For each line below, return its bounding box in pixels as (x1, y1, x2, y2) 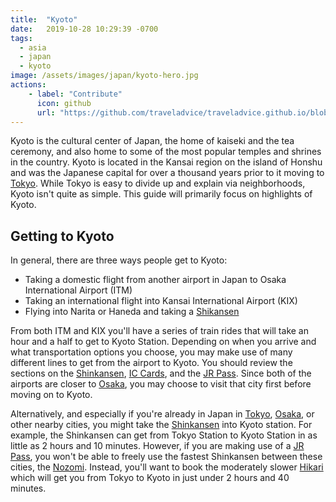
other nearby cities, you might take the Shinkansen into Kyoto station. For (10, 419, 313, 431)
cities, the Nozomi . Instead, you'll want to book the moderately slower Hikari (10, 461, 324, 473)
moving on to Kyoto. (10, 389, 93, 401)
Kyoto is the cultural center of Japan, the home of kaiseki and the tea (10, 135, 295, 147)
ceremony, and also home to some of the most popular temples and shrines (10, 146, 322, 158)
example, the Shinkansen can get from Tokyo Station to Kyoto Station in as (10, 429, 318, 441)
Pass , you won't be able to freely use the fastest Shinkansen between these (10, 451, 323, 463)
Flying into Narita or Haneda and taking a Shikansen (24, 306, 240, 318)
